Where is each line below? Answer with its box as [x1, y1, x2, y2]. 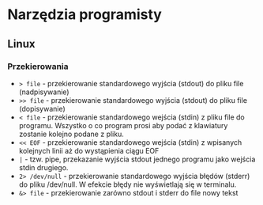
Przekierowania [7, 61, 69, 72]
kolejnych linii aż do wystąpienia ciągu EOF [18, 146, 160, 155]
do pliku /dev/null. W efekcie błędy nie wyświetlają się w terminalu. [18, 180, 237, 189]
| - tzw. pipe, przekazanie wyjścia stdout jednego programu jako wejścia [18, 154, 256, 164]
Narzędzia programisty [7, 6, 163, 24]
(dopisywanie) [18, 104, 66, 113]
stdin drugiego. [18, 162, 69, 172]
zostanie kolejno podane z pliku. [18, 129, 124, 139]
